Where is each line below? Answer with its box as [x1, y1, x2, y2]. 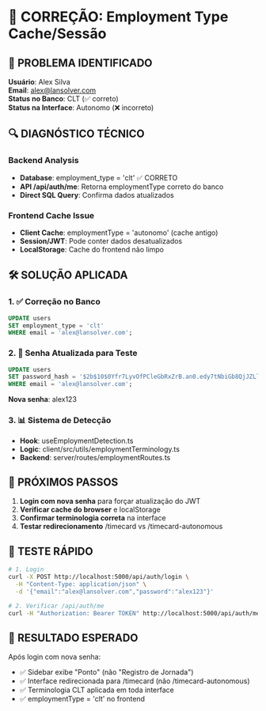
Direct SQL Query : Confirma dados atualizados [19, 190, 174, 199]
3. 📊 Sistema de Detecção [8, 415, 112, 426]
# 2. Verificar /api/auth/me [8, 602, 104, 610]
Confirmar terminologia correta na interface [19, 513, 166, 523]
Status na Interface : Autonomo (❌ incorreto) [8, 103, 154, 112]
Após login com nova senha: [8, 652, 101, 662]
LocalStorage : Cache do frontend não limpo [19, 244, 165, 254]
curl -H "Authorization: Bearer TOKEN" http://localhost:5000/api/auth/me [8, 609, 260, 617]
